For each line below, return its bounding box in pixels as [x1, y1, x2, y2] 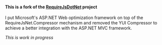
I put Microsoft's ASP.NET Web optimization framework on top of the [5, 15, 143, 21]
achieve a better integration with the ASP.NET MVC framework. [5, 25, 132, 31]
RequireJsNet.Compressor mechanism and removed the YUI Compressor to [5, 20, 158, 26]
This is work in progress [5, 35, 54, 41]
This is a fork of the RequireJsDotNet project [5, 4, 98, 10]
